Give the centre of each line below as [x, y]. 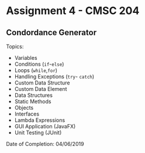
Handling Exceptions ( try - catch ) [54, 76]
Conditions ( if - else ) [39, 64]
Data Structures [33, 95]
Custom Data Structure [42, 83]
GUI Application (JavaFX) [45, 126]
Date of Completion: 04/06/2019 [45, 144]
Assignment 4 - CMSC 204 [73, 11]
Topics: [15, 46]
